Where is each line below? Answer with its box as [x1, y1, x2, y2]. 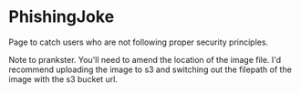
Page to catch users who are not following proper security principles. [8, 37, 269, 47]
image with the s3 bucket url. [8, 73, 118, 84]
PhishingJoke [8, 6, 115, 27]
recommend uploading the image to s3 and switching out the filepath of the [8, 64, 293, 75]
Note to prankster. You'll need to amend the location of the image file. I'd [8, 54, 282, 65]
